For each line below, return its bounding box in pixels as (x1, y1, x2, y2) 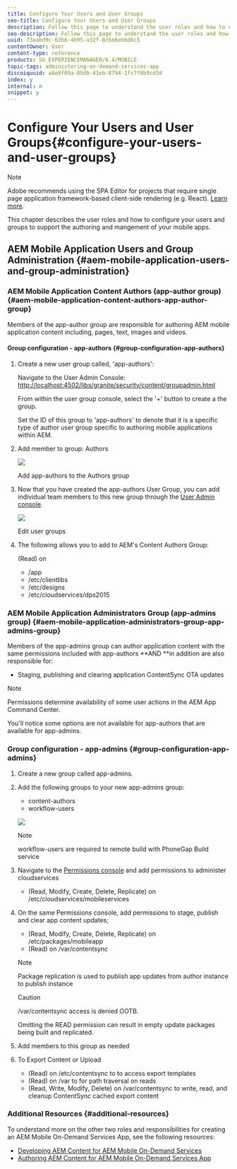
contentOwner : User (7, 43, 65, 50)
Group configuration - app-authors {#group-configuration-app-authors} (7, 344, 225, 352)
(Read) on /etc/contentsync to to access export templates (28, 1069, 196, 1077)
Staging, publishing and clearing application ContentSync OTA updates (17, 670, 224, 679)
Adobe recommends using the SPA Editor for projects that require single (7, 186, 217, 195)
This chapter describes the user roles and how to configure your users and (7, 215, 225, 224)
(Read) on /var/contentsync (28, 944, 108, 953)
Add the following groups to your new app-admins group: (17, 783, 185, 791)
